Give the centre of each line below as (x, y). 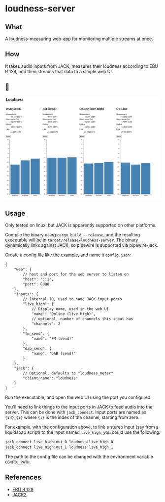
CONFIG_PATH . (18, 462)
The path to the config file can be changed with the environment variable (79, 456)
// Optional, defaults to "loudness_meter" (68, 373)
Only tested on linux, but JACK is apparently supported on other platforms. (81, 225)
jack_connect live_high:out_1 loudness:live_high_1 (59, 447)
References (23, 478)
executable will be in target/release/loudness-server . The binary (72, 240)
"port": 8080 (36, 284)
